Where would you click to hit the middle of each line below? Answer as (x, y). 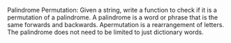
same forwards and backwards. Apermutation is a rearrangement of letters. (116, 25)
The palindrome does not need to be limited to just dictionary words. (105, 32)
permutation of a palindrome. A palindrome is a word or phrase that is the (113, 17)
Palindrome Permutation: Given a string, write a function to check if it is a (112, 10)
